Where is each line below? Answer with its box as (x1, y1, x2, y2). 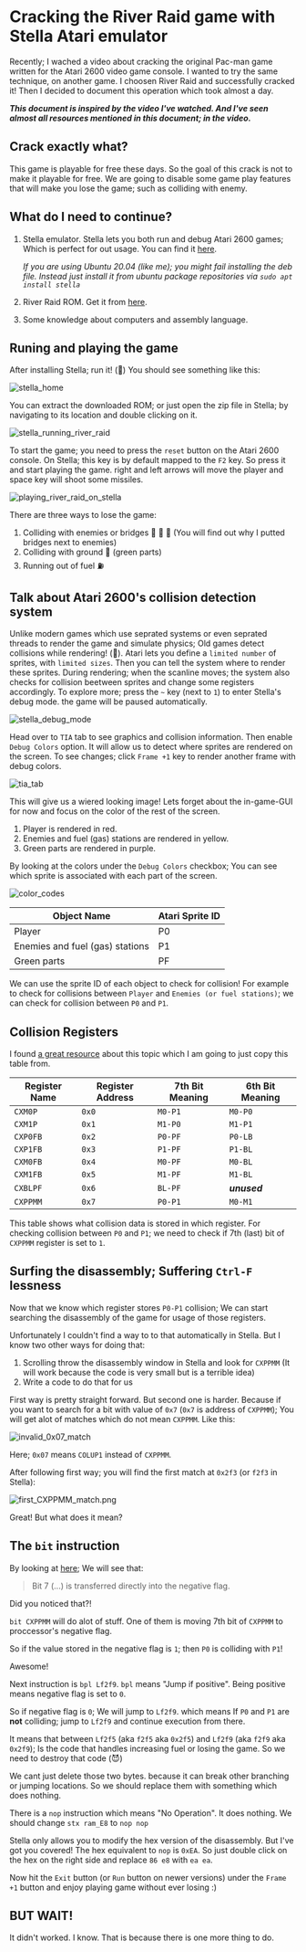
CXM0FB (14, 1157, 43, 1166)
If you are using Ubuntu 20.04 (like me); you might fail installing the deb (22, 260, 293, 271)
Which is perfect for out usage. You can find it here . (22, 243, 217, 254)
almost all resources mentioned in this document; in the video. (9, 112, 252, 123)
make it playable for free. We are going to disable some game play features (9, 173, 291, 184)
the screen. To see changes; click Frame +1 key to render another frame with (9, 751, 296, 762)
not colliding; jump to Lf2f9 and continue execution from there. (9, 1715, 246, 1726)
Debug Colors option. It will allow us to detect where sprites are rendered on (9, 742, 293, 753)
